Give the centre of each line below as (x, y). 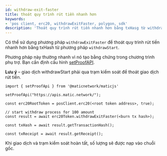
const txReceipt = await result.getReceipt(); (54, 134)
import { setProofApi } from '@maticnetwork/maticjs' (62, 86)
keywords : (15, 19)
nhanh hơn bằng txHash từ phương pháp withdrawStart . (62, 48)
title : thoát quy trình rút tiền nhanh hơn (51, 14)
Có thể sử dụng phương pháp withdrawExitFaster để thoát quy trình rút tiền (83, 42)
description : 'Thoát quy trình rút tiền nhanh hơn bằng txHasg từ (75, 28)
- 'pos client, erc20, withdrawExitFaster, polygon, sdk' (66, 24)
